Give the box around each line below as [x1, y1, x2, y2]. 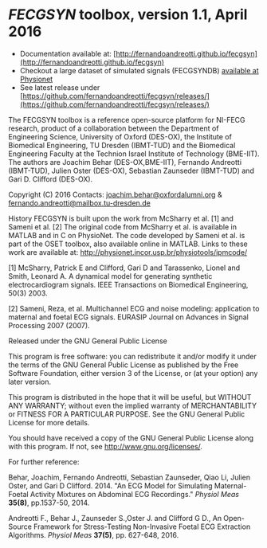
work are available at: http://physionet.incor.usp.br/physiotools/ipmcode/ [8, 247, 248, 256]
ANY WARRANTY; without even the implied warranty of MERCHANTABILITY [8, 401, 257, 410]
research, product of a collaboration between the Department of [8, 123, 219, 133]
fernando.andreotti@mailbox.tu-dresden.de [8, 198, 151, 208]
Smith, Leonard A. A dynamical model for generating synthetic [8, 271, 213, 280]
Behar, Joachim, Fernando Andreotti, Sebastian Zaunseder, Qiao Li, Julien [8, 472, 251, 482]
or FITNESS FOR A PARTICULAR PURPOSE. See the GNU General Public [8, 409, 245, 419]
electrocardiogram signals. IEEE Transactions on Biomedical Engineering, [8, 280, 249, 289]
